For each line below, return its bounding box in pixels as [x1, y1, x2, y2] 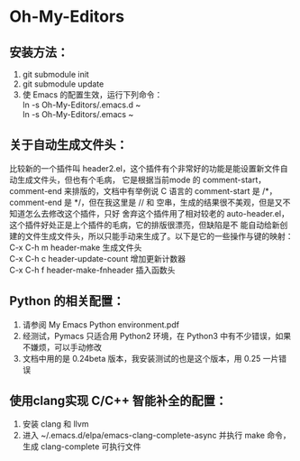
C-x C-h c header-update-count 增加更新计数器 [9, 253, 186, 263]
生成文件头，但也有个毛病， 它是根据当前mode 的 [16, 174, 201, 185]
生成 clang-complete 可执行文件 [22, 441, 141, 452]
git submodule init [22, 69, 90, 79]
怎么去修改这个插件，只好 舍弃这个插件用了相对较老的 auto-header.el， [24, 207, 290, 218]
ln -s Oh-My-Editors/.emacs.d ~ [22, 99, 141, 110]
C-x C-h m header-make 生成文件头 [9, 242, 142, 253]
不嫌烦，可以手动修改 [22, 341, 102, 353]
